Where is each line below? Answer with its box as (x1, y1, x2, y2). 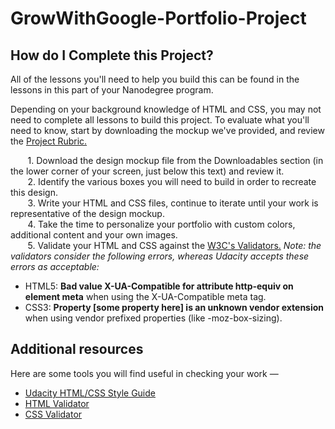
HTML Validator (24, 397, 90, 409)
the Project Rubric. (10, 135, 88, 147)
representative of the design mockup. (10, 208, 165, 219)
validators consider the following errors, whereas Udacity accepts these (10, 250, 310, 262)
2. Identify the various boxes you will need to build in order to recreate (27, 176, 317, 187)
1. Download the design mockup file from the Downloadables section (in (27, 155, 324, 166)
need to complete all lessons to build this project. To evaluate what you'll (10, 114, 310, 126)
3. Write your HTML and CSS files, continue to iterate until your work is (27, 197, 319, 209)
